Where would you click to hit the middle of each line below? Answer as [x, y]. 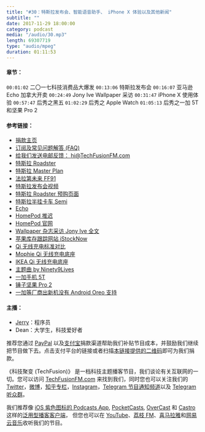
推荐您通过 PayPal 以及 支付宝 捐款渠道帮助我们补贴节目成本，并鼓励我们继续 [102, 343]
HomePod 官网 [34, 223]
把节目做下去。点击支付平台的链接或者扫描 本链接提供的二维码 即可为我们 [98, 351]
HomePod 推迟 [34, 216]
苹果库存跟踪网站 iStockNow [51, 239]
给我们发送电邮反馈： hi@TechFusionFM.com [73, 156]
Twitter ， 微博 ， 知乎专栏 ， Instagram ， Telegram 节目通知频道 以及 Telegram [101, 387]
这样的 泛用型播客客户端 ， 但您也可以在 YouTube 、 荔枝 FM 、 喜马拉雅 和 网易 [102, 415]
